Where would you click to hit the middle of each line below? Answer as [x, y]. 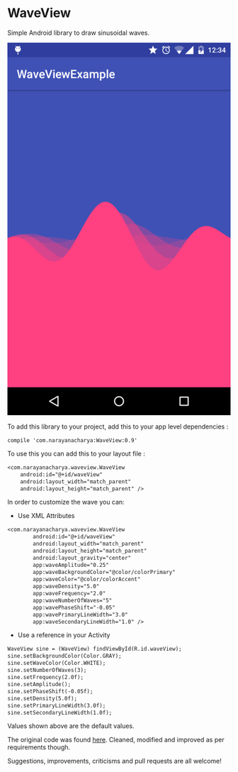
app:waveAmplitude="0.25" [71, 566]
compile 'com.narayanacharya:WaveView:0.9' [73, 441]
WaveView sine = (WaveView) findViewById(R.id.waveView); [95, 649]
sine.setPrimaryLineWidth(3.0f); [57, 706]
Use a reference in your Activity [64, 635]
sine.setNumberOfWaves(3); [47, 671]
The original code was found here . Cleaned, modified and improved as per [116, 740]
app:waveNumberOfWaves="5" [73, 601]
